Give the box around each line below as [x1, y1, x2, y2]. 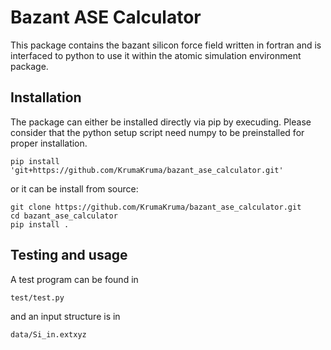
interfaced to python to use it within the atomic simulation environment [10, 49, 302, 61]
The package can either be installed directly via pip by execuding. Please [10, 116, 312, 128]
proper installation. [10, 137, 88, 149]
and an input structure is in [10, 310, 121, 322]
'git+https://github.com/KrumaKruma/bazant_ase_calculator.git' [10, 165, 284, 175]
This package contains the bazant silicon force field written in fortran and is [10, 39, 322, 51]
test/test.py [10, 292, 65, 303]
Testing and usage [10, 247, 128, 264]
